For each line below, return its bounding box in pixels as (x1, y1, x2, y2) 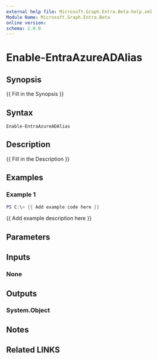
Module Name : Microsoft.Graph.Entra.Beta (6, 14, 110, 20)
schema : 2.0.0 (6, 25, 42, 32)
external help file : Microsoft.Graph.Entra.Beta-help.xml (6, 8, 153, 15)
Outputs (6, 288, 37, 298)
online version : (6, 20, 46, 26)
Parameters (6, 232, 50, 242)
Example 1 (6, 191, 36, 199)
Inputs (6, 252, 31, 263)
